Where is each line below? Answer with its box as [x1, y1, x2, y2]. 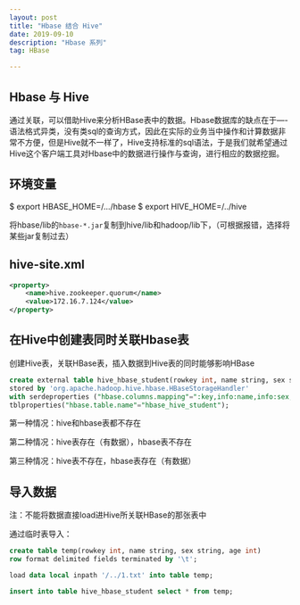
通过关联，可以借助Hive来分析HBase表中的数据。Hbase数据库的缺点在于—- [9, 114, 288, 125]
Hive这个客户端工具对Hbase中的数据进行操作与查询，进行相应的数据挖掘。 [9, 148, 285, 159]
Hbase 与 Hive [9, 89, 89, 104]
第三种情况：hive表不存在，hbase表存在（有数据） [9, 456, 196, 467]
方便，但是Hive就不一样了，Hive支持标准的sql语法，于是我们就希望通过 [24, 137, 288, 147]
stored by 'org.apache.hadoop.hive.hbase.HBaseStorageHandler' [9, 384, 250, 393]
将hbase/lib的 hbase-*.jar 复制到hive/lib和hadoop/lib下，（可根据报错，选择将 [9, 220, 290, 230]
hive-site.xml [9, 257, 85, 272]
